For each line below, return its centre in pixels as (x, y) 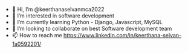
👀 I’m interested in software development (63, 16)
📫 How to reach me (37, 35)
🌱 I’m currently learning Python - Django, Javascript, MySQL (87, 22)
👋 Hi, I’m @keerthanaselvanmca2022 (58, 9)
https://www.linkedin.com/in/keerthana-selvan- (122, 35)
